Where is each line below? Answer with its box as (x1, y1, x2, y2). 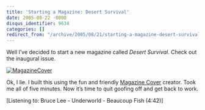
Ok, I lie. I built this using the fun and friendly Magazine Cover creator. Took (6, 79, 196, 86)
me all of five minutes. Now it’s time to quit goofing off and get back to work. (6, 85, 199, 92)
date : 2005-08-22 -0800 (6, 15, 67, 21)
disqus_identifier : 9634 (6, 20, 70, 26)
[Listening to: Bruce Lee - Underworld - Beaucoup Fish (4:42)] (6, 97, 164, 105)
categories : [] (6, 26, 45, 32)
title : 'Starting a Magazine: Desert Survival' (6, 9, 130, 15)
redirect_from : (6, 32, 45, 38)
